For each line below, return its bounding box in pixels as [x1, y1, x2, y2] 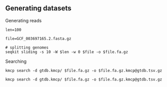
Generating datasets [5, 4, 72, 13]
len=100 [5, 27, 22, 32]
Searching [5, 58, 27, 64]
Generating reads [5, 17, 42, 23]
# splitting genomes [5, 45, 49, 50]
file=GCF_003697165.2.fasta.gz [5, 36, 72, 41]
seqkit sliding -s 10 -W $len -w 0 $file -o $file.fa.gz [5, 49, 128, 55]
